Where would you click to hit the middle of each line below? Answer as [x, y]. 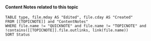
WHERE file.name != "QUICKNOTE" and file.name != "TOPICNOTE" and [76, 26]
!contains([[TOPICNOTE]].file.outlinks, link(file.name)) [67, 30]
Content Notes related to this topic [42, 7]
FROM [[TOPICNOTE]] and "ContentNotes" [47, 22]
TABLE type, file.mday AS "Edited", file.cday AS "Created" [69, 17]
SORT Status [17, 35]
